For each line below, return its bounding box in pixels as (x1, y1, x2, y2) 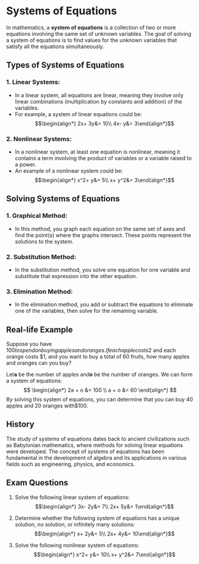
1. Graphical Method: (6, 211, 67, 220)
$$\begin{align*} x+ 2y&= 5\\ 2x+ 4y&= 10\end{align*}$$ (34, 530, 175, 537)
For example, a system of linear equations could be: (14, 110, 142, 117)
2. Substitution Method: (6, 253, 76, 261)
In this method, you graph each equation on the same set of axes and (14, 225, 186, 232)
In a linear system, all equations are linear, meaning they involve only (14, 91, 184, 99)
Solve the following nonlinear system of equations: (14, 541, 139, 549)
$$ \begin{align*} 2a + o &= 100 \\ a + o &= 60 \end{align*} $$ (23, 387, 177, 394)
